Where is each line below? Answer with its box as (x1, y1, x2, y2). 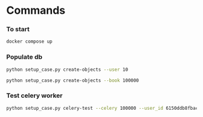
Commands (6, 4, 66, 17)
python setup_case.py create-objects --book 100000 (6, 77, 139, 83)
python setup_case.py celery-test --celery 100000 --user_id (6, 105, 164, 111)
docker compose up (6, 38, 53, 45)
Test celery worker (6, 91, 63, 100)
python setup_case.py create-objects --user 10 (6, 67, 129, 73)
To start (6, 25, 30, 34)
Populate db (6, 53, 43, 61)
